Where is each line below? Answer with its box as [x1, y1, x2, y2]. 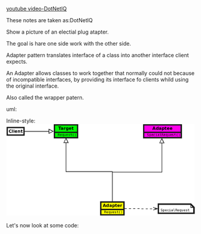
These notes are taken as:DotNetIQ [6, 17, 93, 23]
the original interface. [6, 82, 59, 89]
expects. [6, 58, 28, 65]
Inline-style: [6, 117, 36, 124]
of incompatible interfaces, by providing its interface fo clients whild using [6, 76, 189, 83]
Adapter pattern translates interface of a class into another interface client [6, 52, 190, 59]
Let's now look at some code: [6, 221, 79, 229]
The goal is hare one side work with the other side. [6, 40, 132, 47]
